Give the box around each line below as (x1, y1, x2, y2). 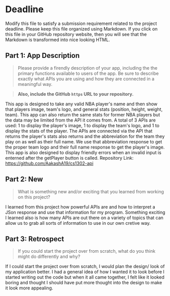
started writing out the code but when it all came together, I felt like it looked (5, 274, 165, 280)
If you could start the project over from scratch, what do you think (17, 248, 156, 254)
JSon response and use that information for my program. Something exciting (5, 209, 165, 215)
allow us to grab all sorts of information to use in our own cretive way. (5, 220, 151, 226)
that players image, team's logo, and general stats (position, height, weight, (5, 106, 163, 112)
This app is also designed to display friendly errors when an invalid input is (5, 149, 161, 156)
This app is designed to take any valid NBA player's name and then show (5, 101, 158, 107)
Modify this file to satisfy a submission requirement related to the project (5, 20, 157, 26)
